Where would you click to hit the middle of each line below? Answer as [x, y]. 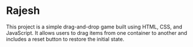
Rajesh [23, 11]
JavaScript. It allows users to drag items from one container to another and [97, 32]
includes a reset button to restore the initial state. [65, 39]
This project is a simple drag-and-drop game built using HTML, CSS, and [94, 27]
